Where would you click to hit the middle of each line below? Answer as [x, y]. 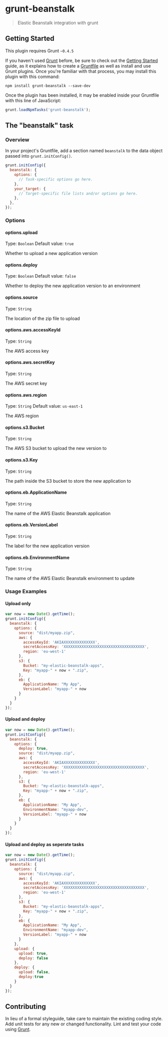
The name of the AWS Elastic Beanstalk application [58, 513]
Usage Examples [26, 592]
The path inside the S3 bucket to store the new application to [68, 481]
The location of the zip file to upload [43, 318]
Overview [17, 140]
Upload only [18, 603]
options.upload [22, 232]
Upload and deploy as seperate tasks [45, 844]
